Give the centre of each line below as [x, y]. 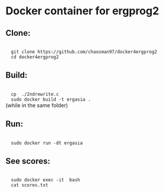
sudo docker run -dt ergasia [47, 143]
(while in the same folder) [37, 105]
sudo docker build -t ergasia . [51, 99]
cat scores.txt [30, 185]
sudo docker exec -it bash [46, 180]
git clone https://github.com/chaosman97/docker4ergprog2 [84, 52]
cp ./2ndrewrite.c [35, 94]
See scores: [28, 161]
